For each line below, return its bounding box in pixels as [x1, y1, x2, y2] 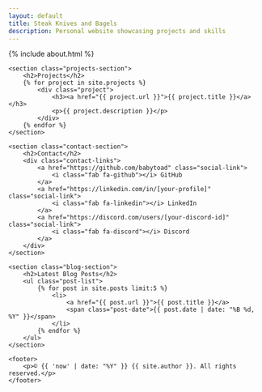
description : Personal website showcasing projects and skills [8, 27, 226, 35]
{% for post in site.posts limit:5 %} [37, 284, 168, 292]
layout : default [8, 11, 63, 20]
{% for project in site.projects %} [23, 79, 147, 87]
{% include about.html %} [8, 49, 95, 59]
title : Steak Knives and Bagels [8, 19, 117, 28]
